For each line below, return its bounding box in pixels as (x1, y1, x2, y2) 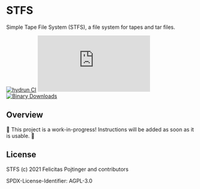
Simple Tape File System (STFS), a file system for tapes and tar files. (6, 23, 175, 31)
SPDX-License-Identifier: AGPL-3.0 (6, 177, 93, 184)
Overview (6, 110, 44, 120)
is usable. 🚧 (6, 132, 35, 139)
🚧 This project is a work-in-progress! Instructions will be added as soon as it (6, 125, 195, 133)
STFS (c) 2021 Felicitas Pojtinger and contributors (6, 166, 129, 173)
